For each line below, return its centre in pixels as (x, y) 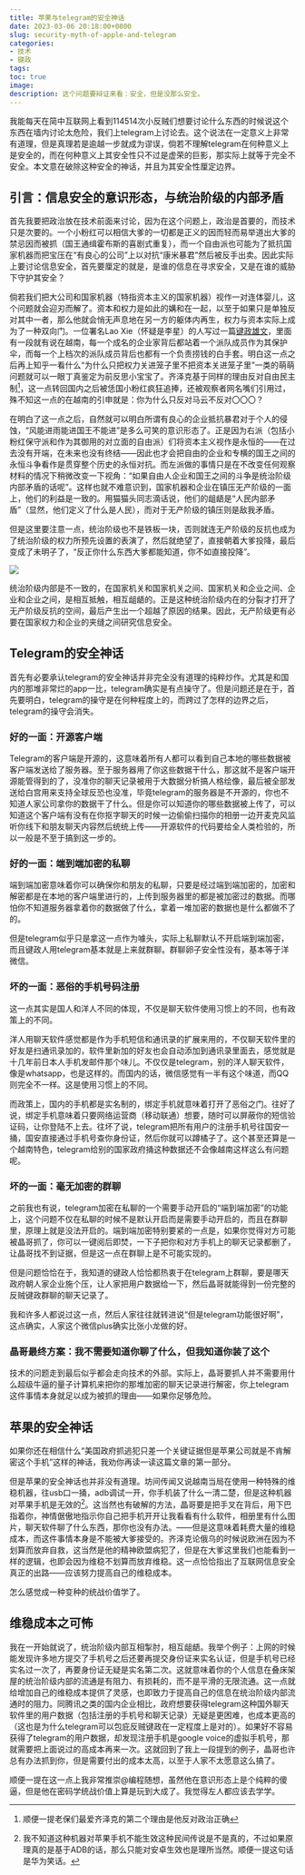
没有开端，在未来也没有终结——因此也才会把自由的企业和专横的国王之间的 (156, 453)
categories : (32, 43)
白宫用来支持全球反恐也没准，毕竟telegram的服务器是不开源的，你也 (153, 793)
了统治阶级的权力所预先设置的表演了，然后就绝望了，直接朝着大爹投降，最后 (152, 540)
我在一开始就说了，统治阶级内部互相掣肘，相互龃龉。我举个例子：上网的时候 (152, 1647)
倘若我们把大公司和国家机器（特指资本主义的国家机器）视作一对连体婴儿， (148, 297)
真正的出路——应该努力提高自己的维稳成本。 (93, 1573)
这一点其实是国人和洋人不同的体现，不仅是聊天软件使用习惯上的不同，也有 (148, 1008)
